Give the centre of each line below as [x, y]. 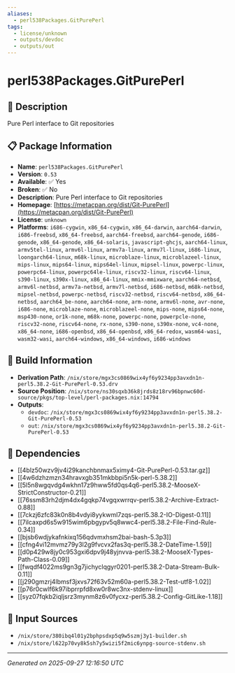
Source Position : [42, 391]
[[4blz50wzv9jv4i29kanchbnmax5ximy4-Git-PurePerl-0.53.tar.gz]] [114, 470]
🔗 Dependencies [44, 454]
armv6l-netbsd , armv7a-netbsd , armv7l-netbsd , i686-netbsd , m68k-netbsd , [121, 286]
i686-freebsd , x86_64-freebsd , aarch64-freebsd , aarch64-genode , [110, 234]
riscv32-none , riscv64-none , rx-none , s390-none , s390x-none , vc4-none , [118, 323]
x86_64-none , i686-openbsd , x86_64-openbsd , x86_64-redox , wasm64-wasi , [119, 331]
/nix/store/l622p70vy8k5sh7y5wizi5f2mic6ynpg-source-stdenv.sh [112, 644]
